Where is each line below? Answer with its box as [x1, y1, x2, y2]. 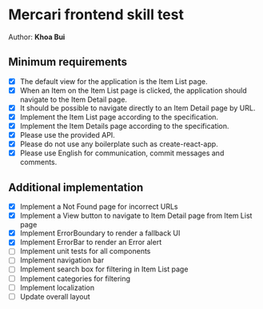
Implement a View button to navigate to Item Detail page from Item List [19, 211, 253, 221]
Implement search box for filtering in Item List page [19, 264, 189, 274]
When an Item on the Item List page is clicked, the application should [19, 86, 248, 95]
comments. [19, 158, 58, 167]
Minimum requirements [8, 55, 128, 69]
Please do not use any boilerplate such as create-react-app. [19, 139, 218, 149]
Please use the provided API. [19, 130, 116, 140]
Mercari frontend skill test [8, 6, 184, 24]
